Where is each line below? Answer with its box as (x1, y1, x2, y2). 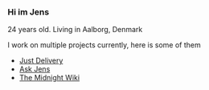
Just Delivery (18, 55, 64, 66)
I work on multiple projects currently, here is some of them (7, 40, 202, 50)
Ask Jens (18, 64, 51, 74)
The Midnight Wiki (18, 73, 80, 83)
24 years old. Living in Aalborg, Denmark (7, 25, 143, 35)
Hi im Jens (7, 6, 50, 18)
